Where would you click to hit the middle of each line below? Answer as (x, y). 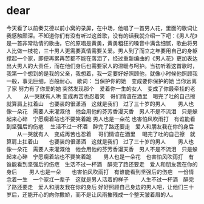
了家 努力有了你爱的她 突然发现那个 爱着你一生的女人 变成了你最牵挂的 (98, 88)
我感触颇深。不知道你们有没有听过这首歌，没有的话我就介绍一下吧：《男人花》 (102, 35)
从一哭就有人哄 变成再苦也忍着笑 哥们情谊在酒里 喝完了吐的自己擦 (109, 96)
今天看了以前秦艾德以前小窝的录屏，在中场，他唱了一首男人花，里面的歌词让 (102, 28)
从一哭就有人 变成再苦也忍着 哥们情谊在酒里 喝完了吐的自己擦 (101, 134)
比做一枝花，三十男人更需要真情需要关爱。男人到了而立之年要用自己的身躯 (104, 51)
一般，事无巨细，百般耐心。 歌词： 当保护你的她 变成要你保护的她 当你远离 (102, 81)
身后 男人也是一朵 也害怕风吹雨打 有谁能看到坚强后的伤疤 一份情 (100, 172)
